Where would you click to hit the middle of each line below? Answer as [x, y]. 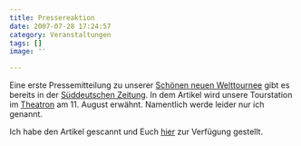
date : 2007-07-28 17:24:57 [60, 26]
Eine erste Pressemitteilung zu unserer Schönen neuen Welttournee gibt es [150, 85]
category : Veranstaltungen [60, 34]
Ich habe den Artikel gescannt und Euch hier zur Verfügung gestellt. [136, 131]
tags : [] [26, 43]
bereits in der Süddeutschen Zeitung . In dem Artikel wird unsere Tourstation [151, 95]
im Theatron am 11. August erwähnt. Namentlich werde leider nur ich [137, 104]
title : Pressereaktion [52, 18]
